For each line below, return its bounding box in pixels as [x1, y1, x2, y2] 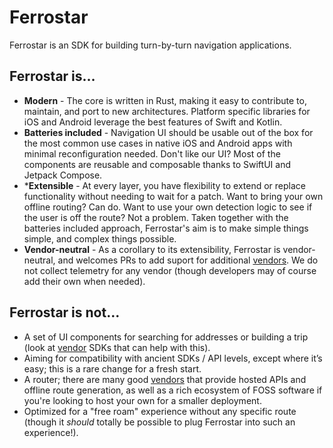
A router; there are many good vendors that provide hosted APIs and [23, 373, 307, 385]
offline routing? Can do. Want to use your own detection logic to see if [23, 201, 313, 213]
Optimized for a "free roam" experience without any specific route [23, 405, 297, 417]
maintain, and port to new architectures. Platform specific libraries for [23, 105, 311, 117]
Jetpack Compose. [23, 169, 103, 181]
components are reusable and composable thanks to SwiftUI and [23, 158, 291, 170]
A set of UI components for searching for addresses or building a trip [23, 331, 309, 343]
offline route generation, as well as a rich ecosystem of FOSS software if [23, 384, 323, 396]
